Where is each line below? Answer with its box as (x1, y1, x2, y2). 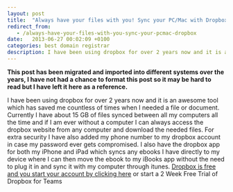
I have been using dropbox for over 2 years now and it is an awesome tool (7, 96, 218, 104)
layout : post (7, 10, 45, 17)
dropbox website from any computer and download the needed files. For (7, 125, 214, 134)
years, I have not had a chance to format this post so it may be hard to (7, 75, 212, 83)
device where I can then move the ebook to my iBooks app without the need (7, 155, 225, 163)
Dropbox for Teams (7, 177, 62, 185)
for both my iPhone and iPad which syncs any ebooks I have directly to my (7, 147, 221, 156)
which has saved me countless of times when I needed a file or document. (7, 103, 220, 112)
